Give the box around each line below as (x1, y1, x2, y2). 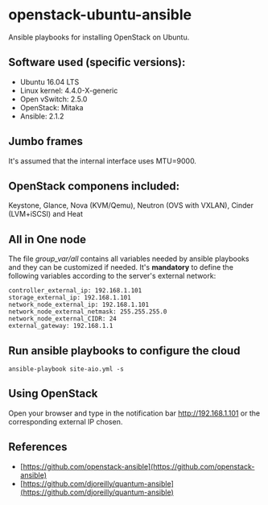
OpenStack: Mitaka (19, 102, 84, 112)
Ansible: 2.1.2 (19, 111, 64, 121)
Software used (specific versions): (8, 56, 186, 69)
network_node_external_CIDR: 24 (8, 315, 117, 323)
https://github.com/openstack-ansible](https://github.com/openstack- (23, 462, 255, 471)
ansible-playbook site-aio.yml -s (8, 365, 125, 373)
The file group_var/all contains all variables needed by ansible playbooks (8, 254, 249, 263)
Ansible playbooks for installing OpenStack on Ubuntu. (8, 32, 190, 42)
